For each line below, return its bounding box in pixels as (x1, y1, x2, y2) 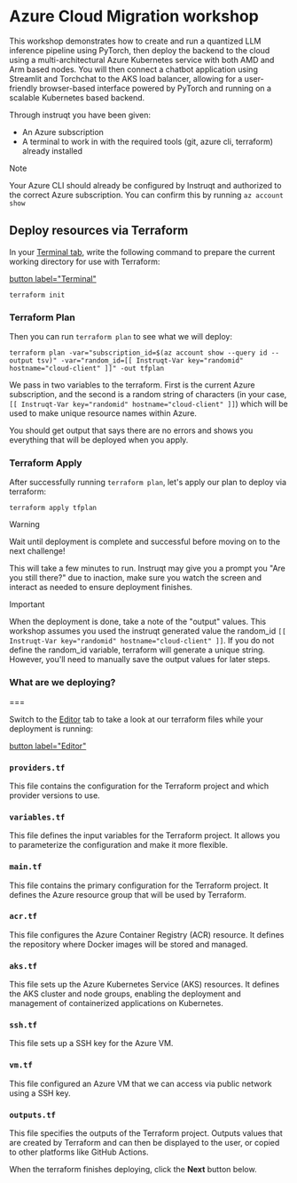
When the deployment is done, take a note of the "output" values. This (9, 616, 267, 627)
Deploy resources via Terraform (9, 223, 189, 238)
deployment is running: (9, 723, 93, 734)
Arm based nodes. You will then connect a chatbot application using (9, 64, 259, 75)
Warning (9, 519, 40, 530)
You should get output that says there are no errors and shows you (9, 425, 254, 436)
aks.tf (9, 961, 38, 971)
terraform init (9, 291, 66, 300)
